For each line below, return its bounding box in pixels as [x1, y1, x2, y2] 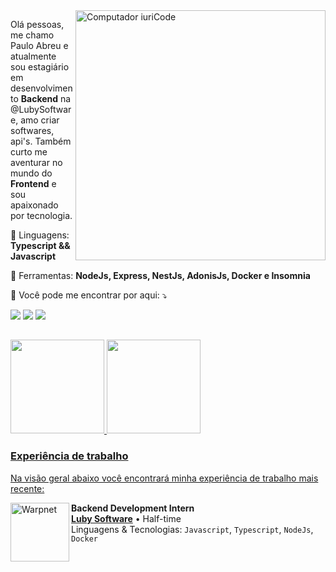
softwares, [10, 125, 55, 136]
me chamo [10, 29, 55, 41]
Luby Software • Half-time [71, 512, 182, 524]
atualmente [10, 50, 57, 62]
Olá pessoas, [10, 19, 65, 30]
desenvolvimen [10, 82, 73, 94]
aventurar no [10, 157, 63, 168]
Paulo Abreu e [10, 40, 69, 51]
